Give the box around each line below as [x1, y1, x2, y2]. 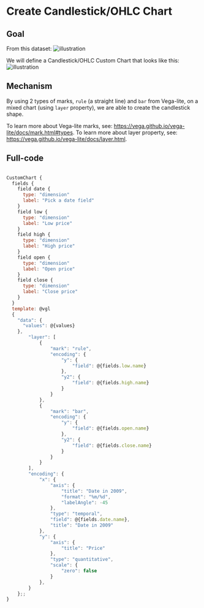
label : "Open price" [22, 265, 75, 272]
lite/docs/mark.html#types [6, 129, 74, 136]
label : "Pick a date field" [22, 197, 95, 203]
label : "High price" [22, 243, 75, 249]
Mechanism [6, 81, 53, 91]
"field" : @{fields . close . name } [72, 443, 152, 449]
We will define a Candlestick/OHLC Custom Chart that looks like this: [6, 57, 179, 64]
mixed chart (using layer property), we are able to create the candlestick [6, 104, 191, 111]
